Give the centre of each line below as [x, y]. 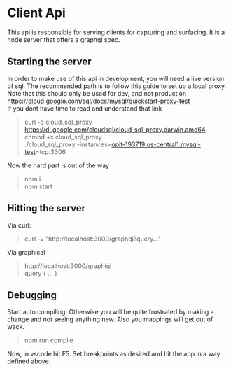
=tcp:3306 [51, 151]
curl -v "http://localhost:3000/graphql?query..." [92, 239]
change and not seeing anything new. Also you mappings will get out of [110, 319]
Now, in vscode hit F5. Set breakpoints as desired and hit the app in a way [114, 354]
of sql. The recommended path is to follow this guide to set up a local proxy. [117, 86]
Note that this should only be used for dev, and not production [97, 93]
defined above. [29, 361]
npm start [38, 186]
